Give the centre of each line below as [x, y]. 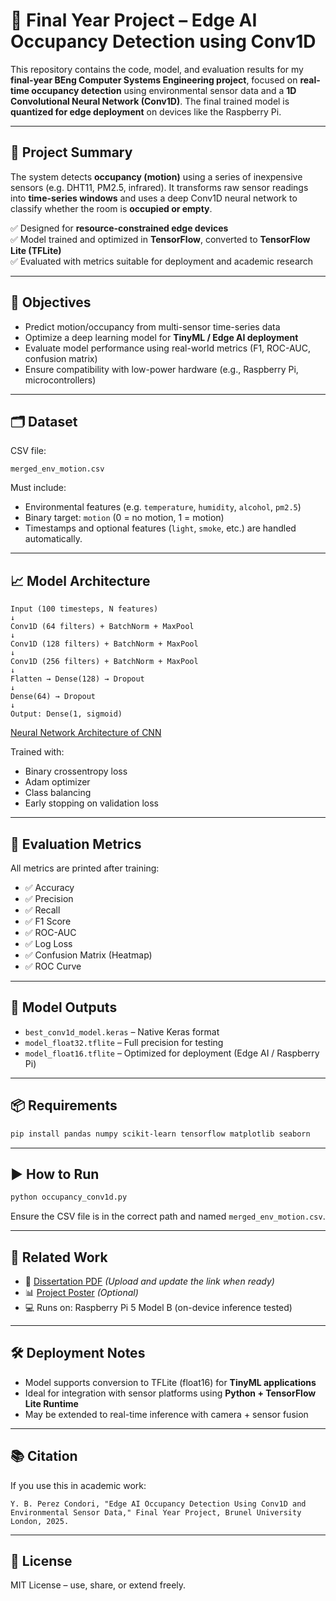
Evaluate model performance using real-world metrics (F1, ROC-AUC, [168, 348]
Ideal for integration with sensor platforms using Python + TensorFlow [170, 1393]
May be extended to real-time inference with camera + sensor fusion [166, 1414]
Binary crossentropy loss [76, 771]
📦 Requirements [64, 1105]
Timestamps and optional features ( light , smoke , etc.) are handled [160, 528]
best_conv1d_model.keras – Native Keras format [122, 1031]
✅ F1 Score [48, 921]
